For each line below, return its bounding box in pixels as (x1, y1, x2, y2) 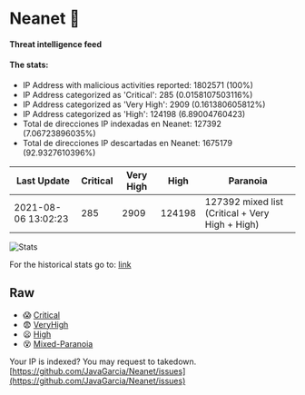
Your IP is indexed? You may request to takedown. (9, 356, 197, 367)
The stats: (9, 59, 49, 71)
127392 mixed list (204, 195, 284, 208)
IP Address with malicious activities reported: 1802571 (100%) (22, 79, 254, 90)
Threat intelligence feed (9, 38, 103, 49)
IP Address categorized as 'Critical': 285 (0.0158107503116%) (22, 89, 253, 100)
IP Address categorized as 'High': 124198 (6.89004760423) (22, 108, 246, 119)
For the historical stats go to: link (9, 259, 132, 270)
